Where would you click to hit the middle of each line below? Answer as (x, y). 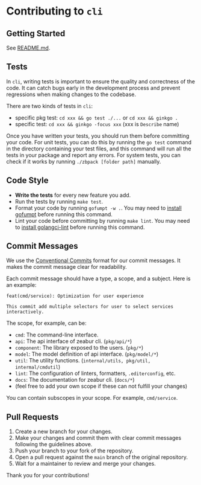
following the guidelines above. (54, 445)
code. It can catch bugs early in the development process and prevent (93, 88)
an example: (21, 285)
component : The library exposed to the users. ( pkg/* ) (79, 348)
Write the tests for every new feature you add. (73, 195)
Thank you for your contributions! (48, 475)
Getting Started (36, 34)
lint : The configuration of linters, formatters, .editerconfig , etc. (95, 373)
